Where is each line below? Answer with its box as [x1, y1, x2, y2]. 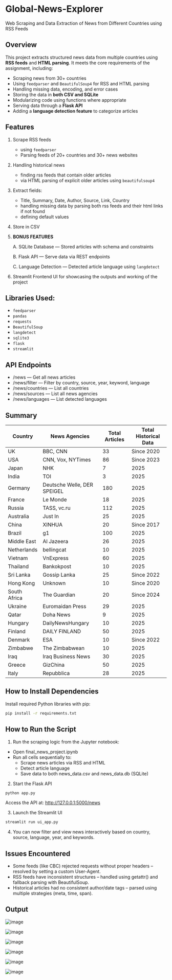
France [8, 496, 25, 503]
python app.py [5, 790, 36, 795]
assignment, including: [5, 65, 53, 71]
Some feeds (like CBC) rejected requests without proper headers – [12, 863, 154, 869]
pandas [12, 314, 27, 319]
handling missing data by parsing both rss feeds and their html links [20, 203, 163, 209]
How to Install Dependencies [5, 687, 99, 696]
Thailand [8, 563, 29, 570]
